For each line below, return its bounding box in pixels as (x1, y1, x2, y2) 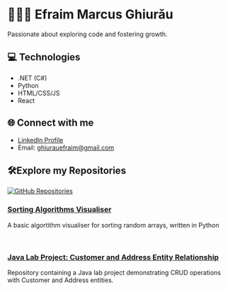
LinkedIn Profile (17, 135, 64, 144)
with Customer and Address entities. (7, 276, 114, 284)
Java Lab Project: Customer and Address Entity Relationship (7, 252, 220, 262)
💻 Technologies (7, 51, 81, 63)
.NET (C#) (17, 74, 47, 82)
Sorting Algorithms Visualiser (7, 205, 112, 215)
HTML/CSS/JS (17, 89, 60, 97)
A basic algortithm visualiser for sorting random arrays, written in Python (7, 221, 220, 229)
